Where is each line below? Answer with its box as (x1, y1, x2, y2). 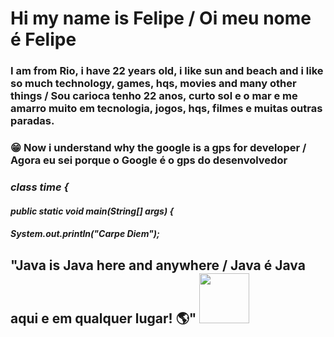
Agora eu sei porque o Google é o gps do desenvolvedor (10, 153, 288, 167)
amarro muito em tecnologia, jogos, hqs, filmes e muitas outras (10, 102, 323, 116)
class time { (10, 180, 70, 194)
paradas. (10, 114, 55, 128)
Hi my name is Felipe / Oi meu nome (10, 7, 312, 30)
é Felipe (10, 28, 77, 51)
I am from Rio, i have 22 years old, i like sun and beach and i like (10, 64, 324, 78)
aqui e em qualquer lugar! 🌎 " (10, 310, 197, 327)
